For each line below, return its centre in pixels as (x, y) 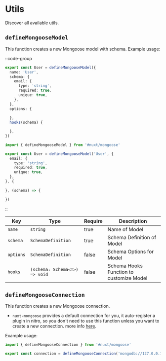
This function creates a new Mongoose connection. (58, 306)
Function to (121, 272)
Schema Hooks (125, 266)
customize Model (127, 278)
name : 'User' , (24, 72)
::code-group (19, 58)
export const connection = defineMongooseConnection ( (62, 354)
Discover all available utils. (32, 23)
